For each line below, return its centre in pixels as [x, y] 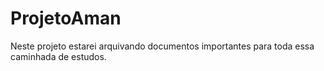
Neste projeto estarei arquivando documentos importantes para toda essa [162, 46]
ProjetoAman [66, 18]
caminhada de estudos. [58, 56]
